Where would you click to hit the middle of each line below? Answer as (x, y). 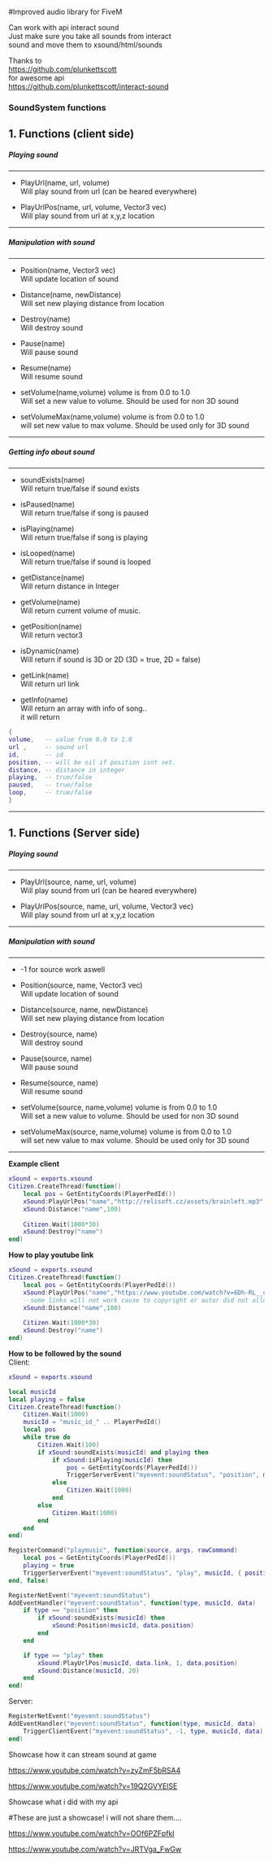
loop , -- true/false (50, 793)
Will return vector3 (51, 635)
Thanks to (25, 61)
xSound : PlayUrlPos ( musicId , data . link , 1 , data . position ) (138, 1663)
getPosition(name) (51, 627)
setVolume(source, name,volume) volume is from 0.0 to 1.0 (119, 1107)
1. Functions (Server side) (74, 833)
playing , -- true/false (50, 778)
